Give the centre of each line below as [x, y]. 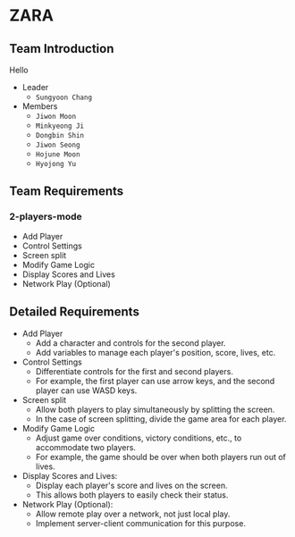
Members [40, 106]
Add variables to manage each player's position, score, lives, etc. [156, 352]
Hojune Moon [58, 155]
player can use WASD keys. [86, 390]
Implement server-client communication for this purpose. [140, 523]
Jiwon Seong [58, 145]
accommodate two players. [86, 447]
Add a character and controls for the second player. [131, 343]
